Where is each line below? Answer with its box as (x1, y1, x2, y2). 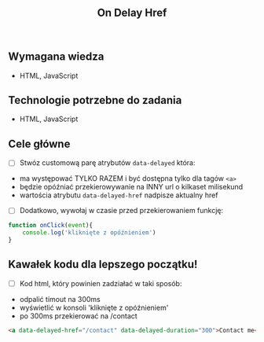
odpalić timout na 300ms (19, 294, 101, 303)
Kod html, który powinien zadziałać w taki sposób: (19, 278, 182, 288)
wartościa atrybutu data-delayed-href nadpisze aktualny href (19, 190, 218, 200)
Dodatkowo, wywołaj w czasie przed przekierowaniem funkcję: (19, 206, 224, 215)
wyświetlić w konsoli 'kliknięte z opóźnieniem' (19, 303, 169, 312)
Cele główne (8, 137, 71, 150)
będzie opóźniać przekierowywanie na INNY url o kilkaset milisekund (19, 182, 244, 192)
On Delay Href (97, 6, 167, 20)
